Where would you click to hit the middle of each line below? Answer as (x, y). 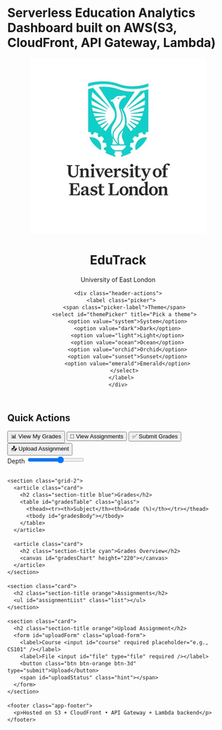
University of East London (118, 280)
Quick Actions (39, 418)
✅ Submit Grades (155, 437)
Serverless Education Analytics (101, 13)
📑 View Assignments (97, 437)
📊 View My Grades (36, 437)
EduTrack (118, 260)
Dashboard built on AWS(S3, (92, 28)
